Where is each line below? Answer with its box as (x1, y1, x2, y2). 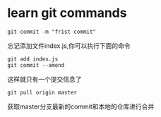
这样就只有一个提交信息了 (7, 75, 82, 83)
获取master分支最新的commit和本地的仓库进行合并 (7, 102, 155, 111)
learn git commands (7, 5, 127, 21)
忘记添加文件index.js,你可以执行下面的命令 (7, 41, 131, 50)
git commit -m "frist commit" (7, 28, 97, 35)
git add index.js (7, 55, 59, 63)
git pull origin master (7, 89, 78, 96)
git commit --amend (7, 61, 65, 68)
